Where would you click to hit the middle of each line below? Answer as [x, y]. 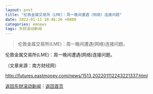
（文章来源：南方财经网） [32, 66]
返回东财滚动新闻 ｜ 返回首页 [34, 86]
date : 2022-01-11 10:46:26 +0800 [41, 19]
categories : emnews [26, 24]
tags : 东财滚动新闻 [24, 29]
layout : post [19, 10]
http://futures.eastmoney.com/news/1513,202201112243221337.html [76, 76]
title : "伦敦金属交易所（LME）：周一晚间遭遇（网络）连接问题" [64, 15]
